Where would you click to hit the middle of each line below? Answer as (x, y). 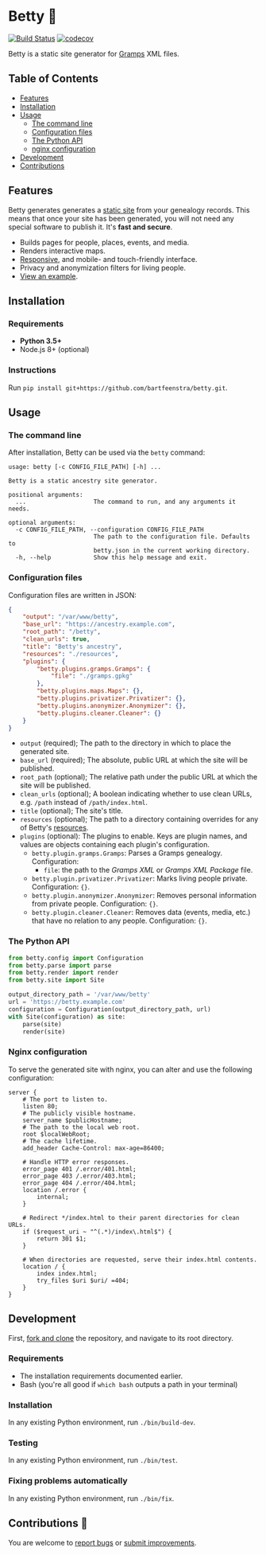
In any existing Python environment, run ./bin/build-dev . (102, 1422)
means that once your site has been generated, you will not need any (121, 218)
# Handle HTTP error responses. (76, 1162)
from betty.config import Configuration (76, 958)
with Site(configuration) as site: (67, 1017)
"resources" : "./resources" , (71, 654)
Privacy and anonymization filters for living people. (103, 268)
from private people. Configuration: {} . (95, 904)
